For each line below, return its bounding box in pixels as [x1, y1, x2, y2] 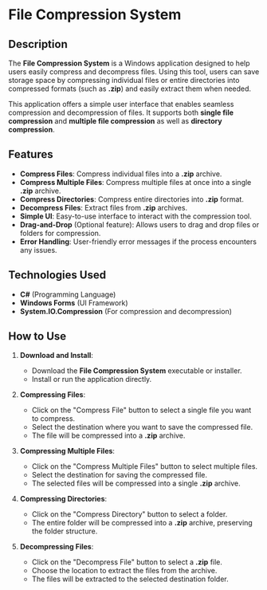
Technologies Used [8, 269, 106, 282]
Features [8, 147, 53, 161]
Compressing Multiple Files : [19, 446, 116, 456]
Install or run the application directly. [31, 375, 152, 384]
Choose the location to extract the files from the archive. [31, 566, 218, 576]
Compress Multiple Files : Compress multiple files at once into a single [19, 177, 252, 187]
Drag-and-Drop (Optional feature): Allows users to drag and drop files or [19, 219, 260, 229]
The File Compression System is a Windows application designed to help [8, 58, 250, 68]
